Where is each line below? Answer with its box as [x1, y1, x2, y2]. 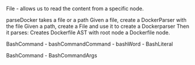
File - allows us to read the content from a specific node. [6, 5, 144, 12]
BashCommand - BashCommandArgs [6, 52, 97, 58]
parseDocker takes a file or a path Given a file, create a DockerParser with [6, 17, 187, 23]
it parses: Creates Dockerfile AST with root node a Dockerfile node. [6, 29, 170, 36]
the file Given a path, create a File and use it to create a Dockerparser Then [6, 23, 190, 30]
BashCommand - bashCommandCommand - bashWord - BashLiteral [6, 41, 173, 47]
